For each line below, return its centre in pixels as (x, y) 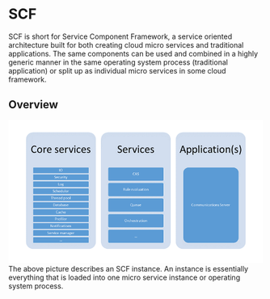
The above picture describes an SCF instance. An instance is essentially (129, 269)
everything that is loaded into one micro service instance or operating (124, 278)
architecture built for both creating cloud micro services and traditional (126, 44)
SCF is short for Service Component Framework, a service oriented (120, 36)
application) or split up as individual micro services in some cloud (117, 70)
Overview (34, 105)
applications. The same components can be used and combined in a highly (133, 53)
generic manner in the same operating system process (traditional (118, 62)
